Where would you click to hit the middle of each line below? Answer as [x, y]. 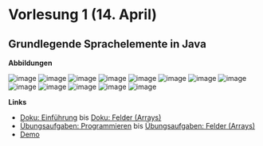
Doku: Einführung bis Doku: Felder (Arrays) [90, 117]
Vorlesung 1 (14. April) [83, 15]
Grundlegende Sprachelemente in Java [108, 44]
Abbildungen [30, 63]
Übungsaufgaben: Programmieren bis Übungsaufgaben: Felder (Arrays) [137, 126]
